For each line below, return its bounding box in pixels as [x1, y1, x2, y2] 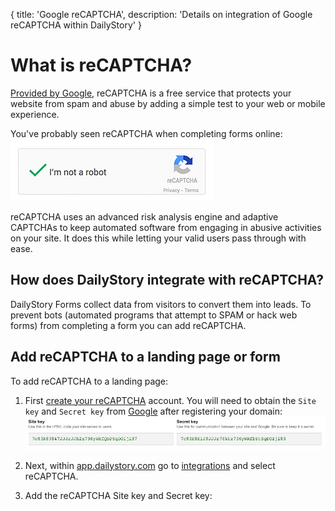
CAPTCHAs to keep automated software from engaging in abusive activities [10, 221, 322, 233]
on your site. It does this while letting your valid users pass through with [10, 232, 307, 244]
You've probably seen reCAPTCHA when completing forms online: [10, 127, 283, 139]
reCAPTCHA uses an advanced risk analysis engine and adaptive [10, 210, 279, 223]
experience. [10, 108, 60, 120]
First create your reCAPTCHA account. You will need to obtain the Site [24, 394, 317, 406]
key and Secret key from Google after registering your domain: [24, 405, 283, 417]
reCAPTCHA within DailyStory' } [10, 19, 142, 31]
